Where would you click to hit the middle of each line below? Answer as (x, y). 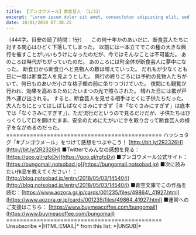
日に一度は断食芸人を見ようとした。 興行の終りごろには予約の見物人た (91, 76)
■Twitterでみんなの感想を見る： (101, 149)
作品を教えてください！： (47, 172)
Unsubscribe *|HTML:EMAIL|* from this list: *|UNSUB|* (74, 226)
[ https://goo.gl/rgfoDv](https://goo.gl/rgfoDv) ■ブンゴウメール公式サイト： (97, 157)
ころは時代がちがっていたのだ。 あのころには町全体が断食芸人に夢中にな (99, 62)
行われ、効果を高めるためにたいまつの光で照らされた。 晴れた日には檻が (94, 91)
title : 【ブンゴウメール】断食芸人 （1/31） (55, 11)
